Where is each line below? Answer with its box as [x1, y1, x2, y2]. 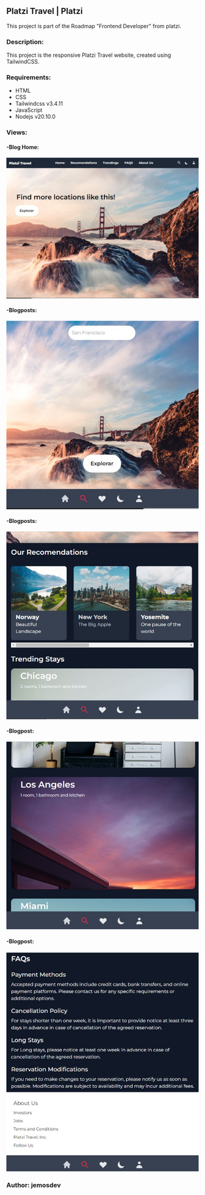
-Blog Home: [6, 143, 40, 150]
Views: [6, 128, 27, 137]
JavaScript [15, 106, 43, 114]
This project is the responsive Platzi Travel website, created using [6, 51, 171, 59]
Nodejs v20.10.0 [15, 113, 56, 120]
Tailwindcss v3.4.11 [15, 100, 63, 108]
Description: [6, 37, 44, 46]
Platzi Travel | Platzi [6, 6, 83, 16]
